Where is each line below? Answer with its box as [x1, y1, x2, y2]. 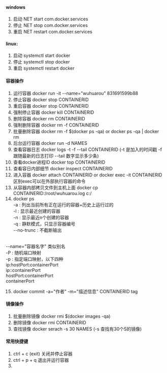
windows [6, 4, 26, 10]
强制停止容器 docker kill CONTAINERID [13, 109, 94, 115]
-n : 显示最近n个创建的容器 [13, 214, 69, 221]
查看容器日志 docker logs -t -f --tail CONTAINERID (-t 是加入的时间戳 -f [13, 146, 162, 152]
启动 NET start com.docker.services [13, 16, 88, 22]
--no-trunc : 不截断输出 [13, 227, 62, 233]
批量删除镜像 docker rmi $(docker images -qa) [13, 313, 111, 319]
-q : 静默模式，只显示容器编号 [13, 221, 76, 227]
